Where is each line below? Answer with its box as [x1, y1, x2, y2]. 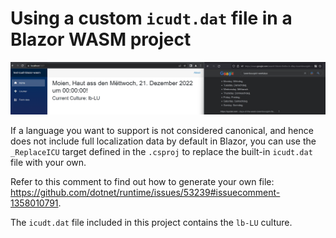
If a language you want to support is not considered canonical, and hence [10, 125, 314, 137]
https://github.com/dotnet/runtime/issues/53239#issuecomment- [10, 187, 281, 199]
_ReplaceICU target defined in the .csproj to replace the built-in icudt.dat [10, 146, 313, 158]
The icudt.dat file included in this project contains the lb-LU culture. [10, 217, 293, 229]
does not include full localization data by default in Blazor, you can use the [10, 135, 317, 147]
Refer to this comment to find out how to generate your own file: [10, 176, 275, 188]
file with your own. [10, 157, 87, 169]
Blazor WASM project [10, 28, 192, 51]
